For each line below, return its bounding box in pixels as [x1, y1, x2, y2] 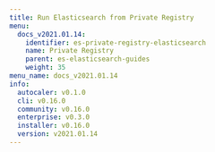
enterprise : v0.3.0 [17, 113, 90, 122]
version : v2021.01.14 [17, 130, 99, 139]
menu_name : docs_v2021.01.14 [9, 72, 118, 80]
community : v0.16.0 [17, 105, 90, 114]
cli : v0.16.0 [17, 96, 66, 106]
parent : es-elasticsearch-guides [25, 55, 150, 63]
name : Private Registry [25, 46, 115, 55]
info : [9, 80, 30, 89]
